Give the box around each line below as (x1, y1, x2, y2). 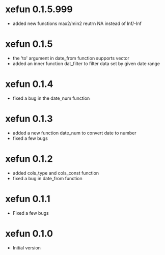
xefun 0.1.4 (5, 78, 53, 90)
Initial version (12, 244, 41, 250)
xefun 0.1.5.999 (5, 4, 73, 15)
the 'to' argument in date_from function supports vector (12, 55, 130, 61)
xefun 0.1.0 (5, 228, 53, 239)
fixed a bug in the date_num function (12, 95, 90, 101)
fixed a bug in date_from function (12, 175, 82, 181)
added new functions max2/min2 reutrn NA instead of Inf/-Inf (12, 20, 142, 26)
